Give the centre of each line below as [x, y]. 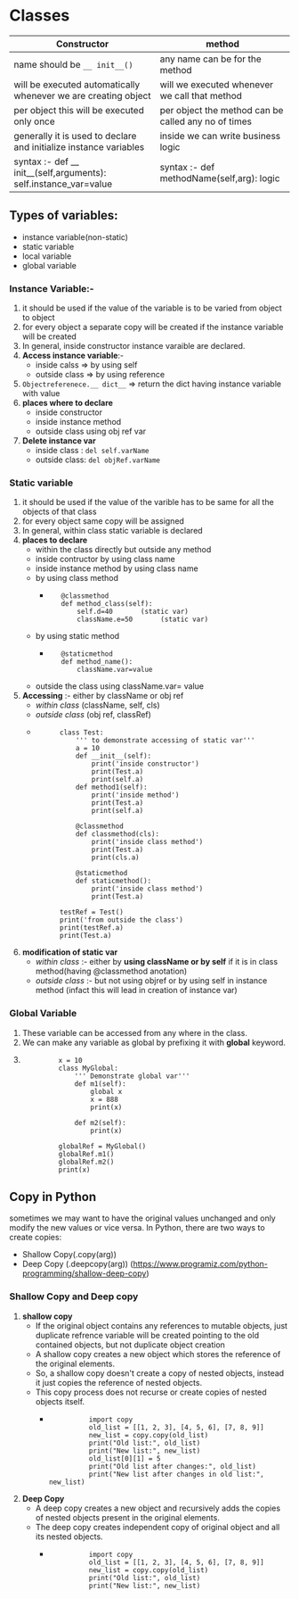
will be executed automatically [77, 84]
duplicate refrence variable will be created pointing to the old [147, 1335]
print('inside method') [135, 795]
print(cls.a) [115, 857]
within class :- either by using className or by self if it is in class [157, 962]
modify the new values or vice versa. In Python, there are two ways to [137, 1228]
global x [106, 1091]
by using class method [77, 578]
